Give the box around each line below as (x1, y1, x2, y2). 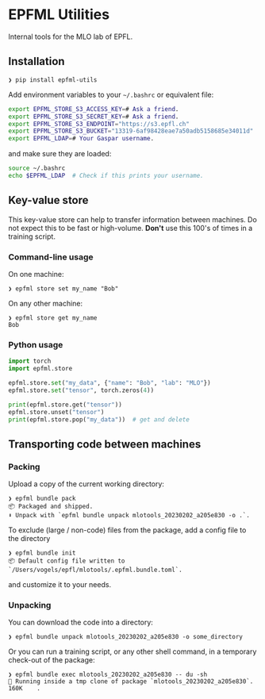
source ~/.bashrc (8, 164, 66, 172)
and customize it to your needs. (8, 580, 112, 590)
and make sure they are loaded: (8, 149, 112, 159)
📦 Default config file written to (8, 557, 125, 565)
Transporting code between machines (8, 437, 202, 451)
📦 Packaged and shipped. (8, 502, 94, 511)
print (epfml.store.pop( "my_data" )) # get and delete (8, 415, 190, 424)
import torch (8, 357, 52, 366)
